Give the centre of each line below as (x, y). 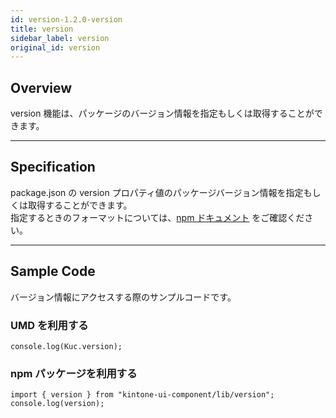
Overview (41, 87)
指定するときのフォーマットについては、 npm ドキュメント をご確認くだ (157, 217)
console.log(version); (57, 404)
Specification (53, 167)
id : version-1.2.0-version (66, 19)
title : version (42, 29)
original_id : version (55, 47)
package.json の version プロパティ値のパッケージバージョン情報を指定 (157, 192)
